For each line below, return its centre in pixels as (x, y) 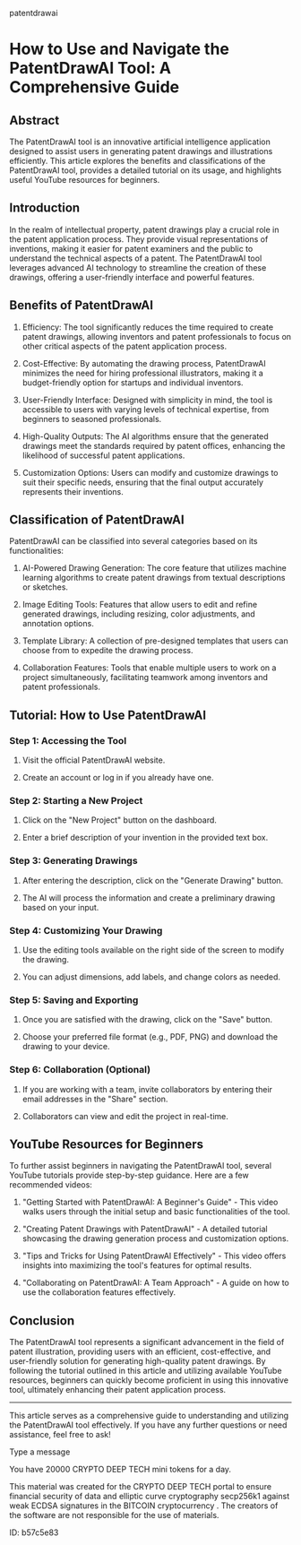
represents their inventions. (73, 491)
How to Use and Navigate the (120, 49)
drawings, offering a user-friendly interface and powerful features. (132, 277)
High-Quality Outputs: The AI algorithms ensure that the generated (145, 436)
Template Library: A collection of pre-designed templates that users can (155, 641)
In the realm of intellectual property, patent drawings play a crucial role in (144, 229)
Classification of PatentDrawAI (97, 520)
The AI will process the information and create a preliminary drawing (149, 898)
